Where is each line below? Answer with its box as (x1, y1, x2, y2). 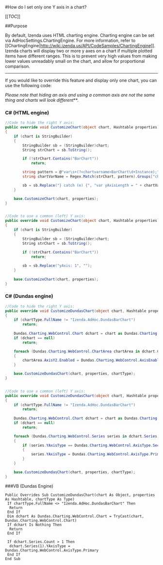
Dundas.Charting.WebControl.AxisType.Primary (5, 547, 98, 553)
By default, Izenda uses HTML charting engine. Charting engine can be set (5, 33, 154, 38)
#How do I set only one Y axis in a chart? (5, 4, 87, 10)
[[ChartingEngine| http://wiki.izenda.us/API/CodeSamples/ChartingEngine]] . (5, 43, 156, 48)
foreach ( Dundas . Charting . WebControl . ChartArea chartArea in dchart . (14, 349, 158, 354)
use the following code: (5, 83, 52, 88)
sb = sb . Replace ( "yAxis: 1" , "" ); (22, 263, 92, 268)
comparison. (5, 63, 31, 69)
